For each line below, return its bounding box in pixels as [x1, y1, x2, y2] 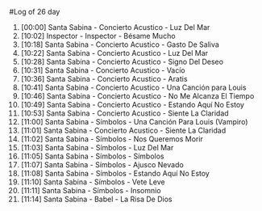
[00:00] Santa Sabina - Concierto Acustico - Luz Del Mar [20, 23, 210, 32]
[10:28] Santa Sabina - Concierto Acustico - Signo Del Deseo [20, 57, 224, 66]
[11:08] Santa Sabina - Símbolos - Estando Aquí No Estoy [20, 169, 210, 178]
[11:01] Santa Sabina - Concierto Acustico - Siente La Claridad [20, 125, 227, 135]
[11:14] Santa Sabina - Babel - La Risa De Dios [20, 194, 173, 204]
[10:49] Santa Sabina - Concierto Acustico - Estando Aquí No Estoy [20, 100, 245, 109]
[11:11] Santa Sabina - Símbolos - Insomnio [20, 186, 161, 195]
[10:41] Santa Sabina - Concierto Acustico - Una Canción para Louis [20, 82, 247, 92]
